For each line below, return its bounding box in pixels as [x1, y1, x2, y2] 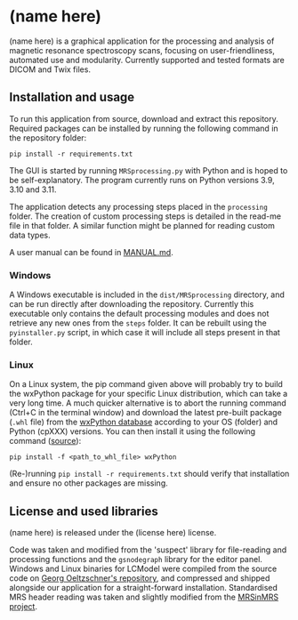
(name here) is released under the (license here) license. [9, 527, 217, 538]
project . [9, 601, 38, 612]
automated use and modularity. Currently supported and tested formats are [9, 54, 285, 65]
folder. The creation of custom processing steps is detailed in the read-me [9, 211, 282, 221]
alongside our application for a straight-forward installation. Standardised [9, 583, 278, 593]
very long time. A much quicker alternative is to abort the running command [9, 398, 286, 408]
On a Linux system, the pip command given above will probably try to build [9, 379, 283, 390]
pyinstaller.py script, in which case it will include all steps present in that [9, 327, 280, 338]
